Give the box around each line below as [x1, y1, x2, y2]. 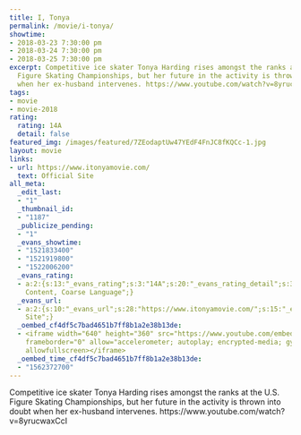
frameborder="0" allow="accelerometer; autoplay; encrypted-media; [25, 337, 282, 346]
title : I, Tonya [9, 13, 70, 22]
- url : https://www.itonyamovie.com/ [9, 163, 150, 172]
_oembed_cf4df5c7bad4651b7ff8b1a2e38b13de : [17, 321, 182, 330]
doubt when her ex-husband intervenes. [9, 406, 159, 417]
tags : [9, 88, 30, 97]
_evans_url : [17, 296, 63, 305]
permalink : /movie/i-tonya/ [9, 21, 115, 30]
